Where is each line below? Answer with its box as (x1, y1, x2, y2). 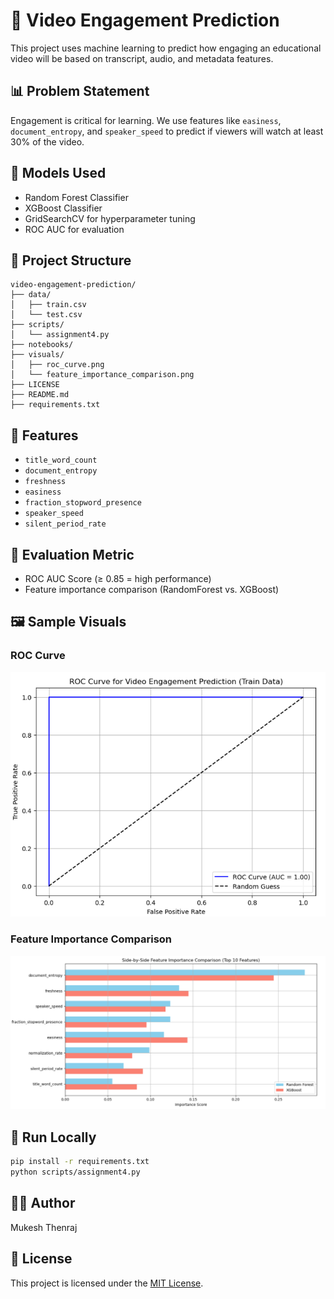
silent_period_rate (24, 519, 107, 529)
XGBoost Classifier (24, 202, 103, 214)
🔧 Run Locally (10, 1129, 97, 1146)
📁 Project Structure (10, 252, 132, 269)
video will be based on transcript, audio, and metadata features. (10, 52, 274, 64)
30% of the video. (10, 135, 85, 148)
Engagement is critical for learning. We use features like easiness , (10, 114, 282, 126)
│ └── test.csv (10, 310, 83, 320)
